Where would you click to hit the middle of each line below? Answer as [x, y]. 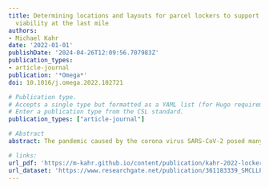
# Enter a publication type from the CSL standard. [96, 112]
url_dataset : [30, 170]
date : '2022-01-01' [41, 46]
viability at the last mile [62, 23]
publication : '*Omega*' [48, 75]
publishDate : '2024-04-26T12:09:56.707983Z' [84, 53]
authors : [23, 30]
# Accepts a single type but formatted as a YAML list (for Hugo [119, 105]
